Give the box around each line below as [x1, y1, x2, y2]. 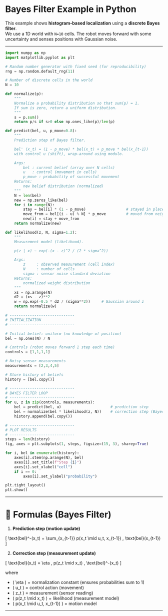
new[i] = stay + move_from [23, 216, 79, 221]
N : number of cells [23, 267, 75, 272]
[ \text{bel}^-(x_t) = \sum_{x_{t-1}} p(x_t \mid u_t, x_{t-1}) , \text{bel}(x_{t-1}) [5, 535, 161, 541]
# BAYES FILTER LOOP [5, 390, 48, 396]
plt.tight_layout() [5, 483, 46, 488]
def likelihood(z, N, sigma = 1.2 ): [5, 230, 77, 235]
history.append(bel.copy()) [14, 414, 72, 419]
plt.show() [5, 487, 28, 492]
